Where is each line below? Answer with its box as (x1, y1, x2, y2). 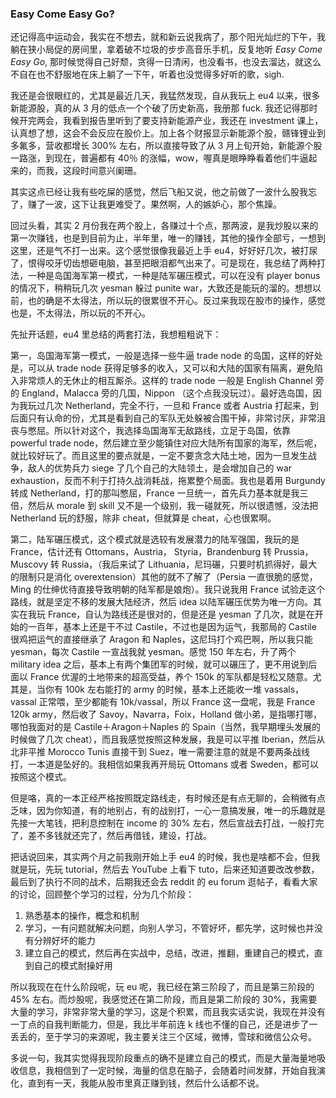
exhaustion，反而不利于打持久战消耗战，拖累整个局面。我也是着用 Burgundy (10, 475, 326, 487)
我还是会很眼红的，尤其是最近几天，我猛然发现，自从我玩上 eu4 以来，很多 (10, 90, 321, 102)
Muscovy (10, 558, 49, 571)
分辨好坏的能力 (33, 935, 96, 947)
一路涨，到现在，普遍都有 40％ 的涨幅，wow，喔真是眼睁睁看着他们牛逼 (10, 152, 309, 164)
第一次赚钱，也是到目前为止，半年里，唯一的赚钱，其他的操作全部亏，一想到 (10, 232, 326, 244)
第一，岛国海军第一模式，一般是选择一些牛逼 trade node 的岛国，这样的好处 (10, 350, 323, 362)
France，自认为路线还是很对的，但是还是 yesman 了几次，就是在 (47, 608, 315, 621)
